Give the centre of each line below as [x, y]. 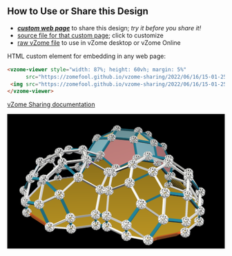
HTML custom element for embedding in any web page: [87, 56]
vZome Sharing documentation [51, 105]
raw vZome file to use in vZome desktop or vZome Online [99, 42]
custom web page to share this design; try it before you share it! [109, 28]
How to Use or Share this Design [78, 11]
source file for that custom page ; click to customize [90, 35]
